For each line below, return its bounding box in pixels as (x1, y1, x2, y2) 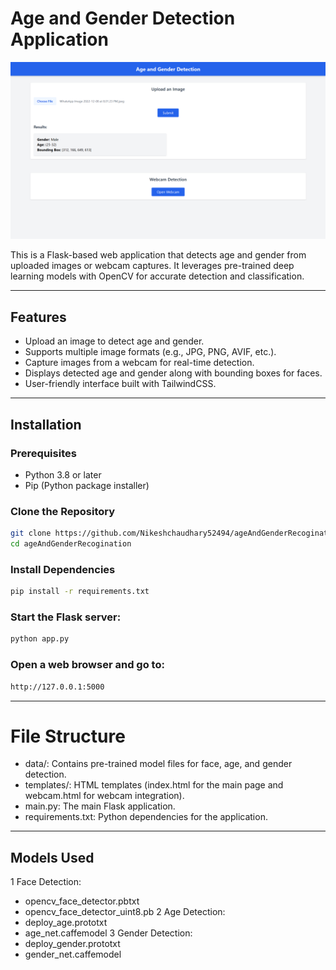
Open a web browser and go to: (10, 658, 165, 672)
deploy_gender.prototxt (24, 938, 121, 950)
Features (10, 308, 67, 326)
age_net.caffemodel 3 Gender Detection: (24, 927, 193, 939)
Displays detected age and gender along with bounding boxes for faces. (24, 367, 323, 379)
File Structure (10, 725, 126, 747)
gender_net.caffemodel (24, 948, 122, 961)
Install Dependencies (10, 562, 116, 576)
